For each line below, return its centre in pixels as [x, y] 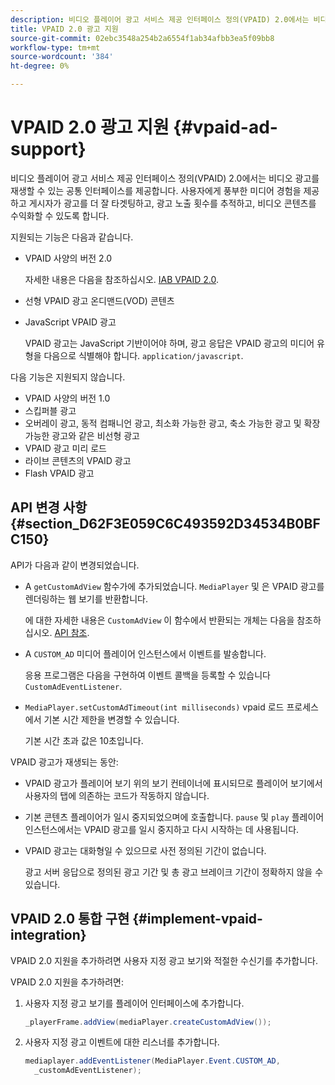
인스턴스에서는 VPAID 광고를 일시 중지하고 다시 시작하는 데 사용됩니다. [162, 829]
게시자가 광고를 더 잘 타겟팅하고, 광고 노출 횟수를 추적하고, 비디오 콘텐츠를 [172, 203]
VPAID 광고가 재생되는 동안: [64, 762]
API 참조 [71, 632]
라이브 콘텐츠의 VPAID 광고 [78, 460]
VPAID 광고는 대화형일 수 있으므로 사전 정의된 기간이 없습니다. [145, 850]
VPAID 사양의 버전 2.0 [68, 258]
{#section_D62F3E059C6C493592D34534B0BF [165, 524]
